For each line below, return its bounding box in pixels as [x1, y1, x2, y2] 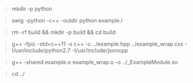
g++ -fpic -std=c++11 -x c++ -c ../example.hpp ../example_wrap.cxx [11, 41, 184, 47]
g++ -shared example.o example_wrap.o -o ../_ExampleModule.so [11, 59, 178, 65]
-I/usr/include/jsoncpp [71, 47, 128, 54]
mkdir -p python [11, 5, 53, 12]
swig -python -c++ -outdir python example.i [11, 17, 123, 24]
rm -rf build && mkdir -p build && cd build [11, 28, 116, 36]
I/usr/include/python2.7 [11, 47, 71, 54]
